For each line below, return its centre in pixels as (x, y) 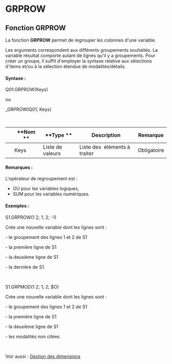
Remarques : (19, 167)
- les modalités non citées (33, 336)
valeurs (52, 153)
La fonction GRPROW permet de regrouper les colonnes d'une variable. (81, 40)
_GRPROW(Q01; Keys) (28, 109)
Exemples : (17, 206)
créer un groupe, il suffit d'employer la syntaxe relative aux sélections (79, 61)
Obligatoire (151, 150)
